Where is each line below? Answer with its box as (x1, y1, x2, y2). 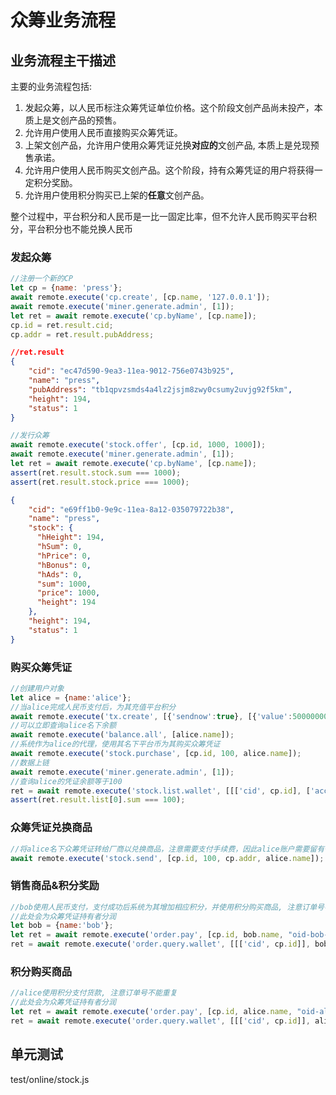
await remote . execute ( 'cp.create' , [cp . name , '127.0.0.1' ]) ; (10, 292, 271, 303)
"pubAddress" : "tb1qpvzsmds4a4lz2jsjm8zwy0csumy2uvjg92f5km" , (28, 384, 293, 395)
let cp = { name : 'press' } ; (10, 283, 123, 293)
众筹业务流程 (10, 9, 117, 32)
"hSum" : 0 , (36, 542, 83, 552)
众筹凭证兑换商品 (10, 821, 93, 835)
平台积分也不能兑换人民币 (27, 223, 133, 235)
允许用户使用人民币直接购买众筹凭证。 (24, 127, 183, 138)
